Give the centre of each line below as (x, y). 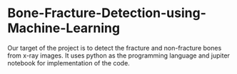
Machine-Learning (64, 28)
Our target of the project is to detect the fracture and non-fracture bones (115, 48)
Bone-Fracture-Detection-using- (107, 13)
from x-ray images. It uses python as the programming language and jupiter (119, 55)
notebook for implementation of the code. (69, 63)
